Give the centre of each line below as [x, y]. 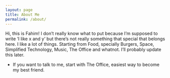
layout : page [19, 10]
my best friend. [28, 70]
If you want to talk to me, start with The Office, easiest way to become [86, 65]
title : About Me [22, 15]
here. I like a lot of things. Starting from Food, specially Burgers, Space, [80, 44]
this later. [15, 55]
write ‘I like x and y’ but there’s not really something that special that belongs [85, 39]
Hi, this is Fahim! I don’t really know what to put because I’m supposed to [82, 34]
